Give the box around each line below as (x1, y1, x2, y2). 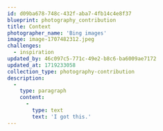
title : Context (7, 23, 51, 30)
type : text (32, 107, 64, 114)
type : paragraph (19, 87, 67, 94)
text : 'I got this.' (32, 113, 92, 120)
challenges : (7, 42, 42, 49)
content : (19, 94, 45, 101)
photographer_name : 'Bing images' (7, 29, 108, 37)
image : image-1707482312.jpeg (7, 36, 95, 43)
